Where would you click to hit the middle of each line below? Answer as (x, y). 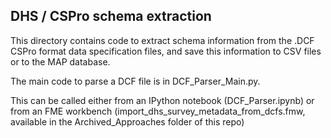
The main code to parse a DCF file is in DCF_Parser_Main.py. (135, 81)
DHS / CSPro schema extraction (111, 16)
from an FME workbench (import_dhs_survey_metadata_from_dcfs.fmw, (158, 111)
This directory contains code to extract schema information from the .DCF (162, 40)
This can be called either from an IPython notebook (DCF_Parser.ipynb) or (162, 100)
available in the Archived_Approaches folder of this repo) (127, 121)
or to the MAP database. (60, 61)
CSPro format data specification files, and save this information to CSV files (166, 51)
